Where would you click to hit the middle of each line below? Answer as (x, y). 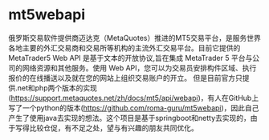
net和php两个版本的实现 (57, 88)
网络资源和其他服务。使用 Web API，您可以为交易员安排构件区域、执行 (139, 68)
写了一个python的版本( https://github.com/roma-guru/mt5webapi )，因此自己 (134, 108)
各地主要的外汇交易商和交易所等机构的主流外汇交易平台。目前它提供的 (124, 48)
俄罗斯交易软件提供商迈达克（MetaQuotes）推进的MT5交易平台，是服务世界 (134, 38)
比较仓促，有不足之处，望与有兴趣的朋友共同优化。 (114, 128)
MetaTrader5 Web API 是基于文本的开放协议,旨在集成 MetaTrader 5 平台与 (130, 58)
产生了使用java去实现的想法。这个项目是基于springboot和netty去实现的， (130, 118)
